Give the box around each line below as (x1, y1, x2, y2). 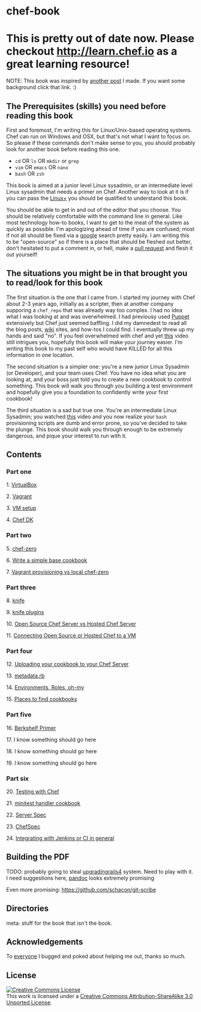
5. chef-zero (6, 545, 37, 552)
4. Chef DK (6, 516, 34, 523)
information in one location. (6, 351, 74, 359)
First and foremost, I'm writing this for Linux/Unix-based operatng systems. (6, 126, 193, 134)
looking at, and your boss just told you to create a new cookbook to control (6, 375, 191, 383)
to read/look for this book (6, 278, 103, 288)
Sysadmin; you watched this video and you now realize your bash (6, 413, 167, 420)
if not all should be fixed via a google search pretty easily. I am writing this (6, 232, 190, 239)
